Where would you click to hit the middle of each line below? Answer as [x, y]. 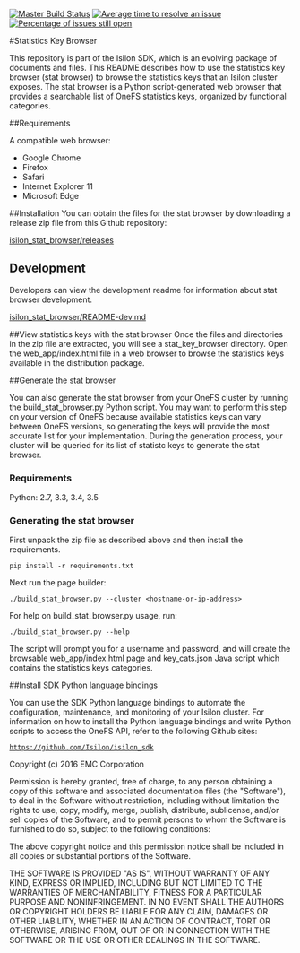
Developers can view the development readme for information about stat [143, 290]
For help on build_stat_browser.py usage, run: [93, 616]
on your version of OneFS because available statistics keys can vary [135, 416]
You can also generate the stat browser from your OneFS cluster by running [149, 397]
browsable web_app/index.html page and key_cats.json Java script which [145, 658]
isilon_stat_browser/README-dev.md [77, 316]
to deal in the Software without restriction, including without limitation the [144, 801]
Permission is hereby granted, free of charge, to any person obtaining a [141, 782]
